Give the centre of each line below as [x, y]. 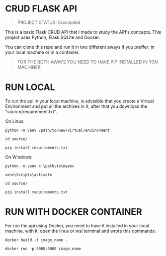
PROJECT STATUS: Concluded [49, 22]
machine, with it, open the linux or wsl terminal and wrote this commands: [81, 231]
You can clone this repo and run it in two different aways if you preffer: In [80, 47]
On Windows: [19, 157]
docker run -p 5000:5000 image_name [43, 249]
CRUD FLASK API [41, 9]
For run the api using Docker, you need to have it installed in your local [77, 225]
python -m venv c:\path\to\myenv [40, 166]
